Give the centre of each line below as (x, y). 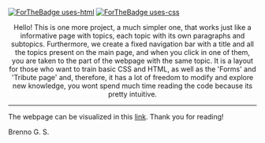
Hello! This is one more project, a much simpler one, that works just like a (132, 27)
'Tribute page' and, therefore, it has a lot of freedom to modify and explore (132, 77)
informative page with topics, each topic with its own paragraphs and (132, 36)
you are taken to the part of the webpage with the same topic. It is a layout (132, 60)
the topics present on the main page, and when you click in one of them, (132, 52)
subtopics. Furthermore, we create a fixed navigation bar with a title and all (132, 44)
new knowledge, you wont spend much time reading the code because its (132, 86)
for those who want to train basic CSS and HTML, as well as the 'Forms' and (132, 69)
